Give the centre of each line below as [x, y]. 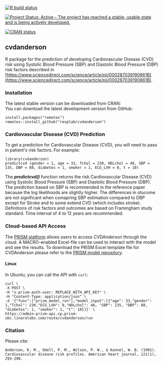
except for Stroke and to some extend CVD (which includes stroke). [73, 203]
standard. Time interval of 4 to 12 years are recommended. [64, 213]
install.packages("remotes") [35, 118]
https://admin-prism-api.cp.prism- [41, 314]
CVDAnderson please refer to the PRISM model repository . [64, 253]
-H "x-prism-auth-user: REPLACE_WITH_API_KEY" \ [56, 292]
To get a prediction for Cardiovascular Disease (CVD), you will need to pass [81, 145]
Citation [15, 330]
